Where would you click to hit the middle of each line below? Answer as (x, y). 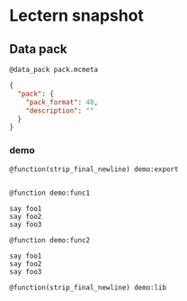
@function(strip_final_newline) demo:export (94, 169)
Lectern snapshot (76, 16)
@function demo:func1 (50, 193)
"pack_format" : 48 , (62, 102)
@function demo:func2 (50, 240)
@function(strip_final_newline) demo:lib (88, 287)
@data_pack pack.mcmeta (54, 69)
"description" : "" (60, 110)
